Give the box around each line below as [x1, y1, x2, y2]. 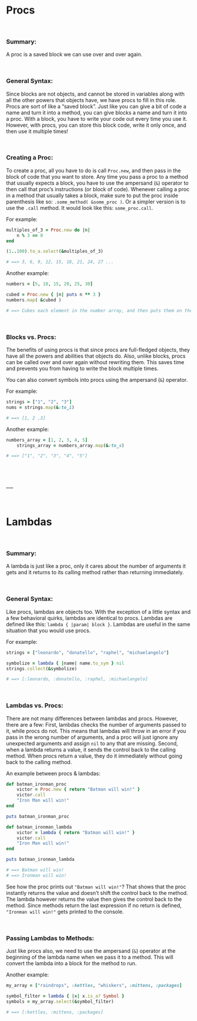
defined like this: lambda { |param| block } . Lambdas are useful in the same [6, 620, 191, 627]
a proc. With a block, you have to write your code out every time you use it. [6, 115, 188, 122]
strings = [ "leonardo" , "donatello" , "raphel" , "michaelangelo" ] [6, 649, 169, 656]
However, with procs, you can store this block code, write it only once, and [6, 121, 186, 128]
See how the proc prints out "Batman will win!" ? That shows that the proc [6, 883, 186, 890]
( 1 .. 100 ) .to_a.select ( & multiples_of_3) [6, 249, 104, 255]
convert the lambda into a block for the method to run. [6, 960, 137, 967]
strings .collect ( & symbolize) [6, 666, 77, 671]
